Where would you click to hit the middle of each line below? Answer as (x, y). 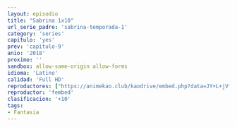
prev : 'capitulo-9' (36, 47)
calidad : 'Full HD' (36, 79)
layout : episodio (33, 14)
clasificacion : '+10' (39, 99)
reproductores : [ (33, 86)
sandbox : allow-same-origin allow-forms (68, 66)
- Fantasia (23, 112)
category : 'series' (36, 34)
